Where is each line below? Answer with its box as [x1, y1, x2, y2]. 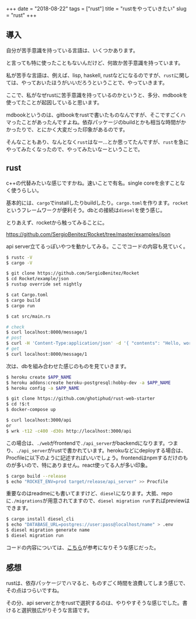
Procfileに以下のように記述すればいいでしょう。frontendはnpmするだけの [6, 454, 183, 461]
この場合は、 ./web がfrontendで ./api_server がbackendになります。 [6, 439, 168, 447]
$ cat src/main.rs [6, 313, 51, 319]
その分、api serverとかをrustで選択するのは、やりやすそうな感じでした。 [6, 599, 183, 606]
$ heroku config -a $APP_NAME [6, 385, 80, 391]
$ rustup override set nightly [6, 281, 82, 287]
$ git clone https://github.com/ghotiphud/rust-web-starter [6, 396, 156, 402]
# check [6, 324, 25, 330]
